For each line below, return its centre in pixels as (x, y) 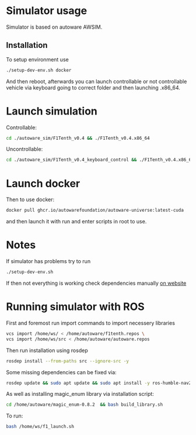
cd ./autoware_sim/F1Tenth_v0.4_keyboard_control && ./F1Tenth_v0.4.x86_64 (100, 160)
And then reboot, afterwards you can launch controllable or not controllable (97, 81)
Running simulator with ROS (75, 307)
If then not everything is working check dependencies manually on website (96, 283)
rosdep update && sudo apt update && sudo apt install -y (78, 383)
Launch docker (43, 183)
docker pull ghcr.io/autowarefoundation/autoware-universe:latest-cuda (95, 210)
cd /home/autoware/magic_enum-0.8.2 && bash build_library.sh (85, 405)
